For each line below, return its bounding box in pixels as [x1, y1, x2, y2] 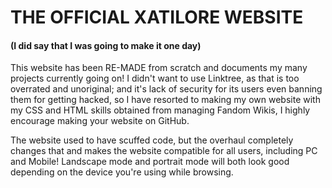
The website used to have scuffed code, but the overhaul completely [10, 134, 294, 146]
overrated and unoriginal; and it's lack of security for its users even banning [10, 83, 323, 95]
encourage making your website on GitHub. [10, 115, 190, 127]
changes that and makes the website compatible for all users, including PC [10, 145, 318, 157]
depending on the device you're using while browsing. [10, 166, 234, 178]
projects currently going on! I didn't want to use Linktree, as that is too [10, 72, 300, 85]
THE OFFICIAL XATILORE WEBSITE [10, 6, 304, 29]
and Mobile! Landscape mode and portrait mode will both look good [10, 156, 290, 168]
